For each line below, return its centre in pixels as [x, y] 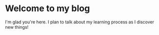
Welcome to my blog [47, 9]
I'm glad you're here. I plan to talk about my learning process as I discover [79, 22]
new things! [17, 27]
